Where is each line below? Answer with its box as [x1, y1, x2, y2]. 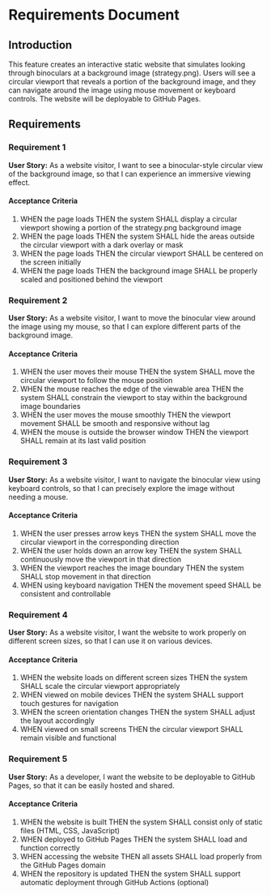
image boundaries [19, 402, 81, 411]
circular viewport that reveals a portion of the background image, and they [8, 77, 256, 86]
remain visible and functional [19, 733, 117, 743]
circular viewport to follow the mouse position [19, 376, 173, 385]
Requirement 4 [8, 609, 69, 620]
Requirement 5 [8, 753, 68, 764]
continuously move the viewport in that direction [19, 554, 182, 564]
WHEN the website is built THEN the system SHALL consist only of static [19, 817, 263, 827]
